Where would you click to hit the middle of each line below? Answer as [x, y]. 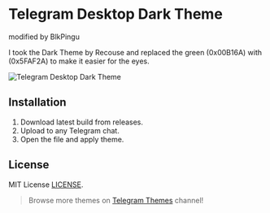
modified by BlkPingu [44, 37]
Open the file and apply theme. [72, 139]
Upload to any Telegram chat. [70, 130]
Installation [37, 102]
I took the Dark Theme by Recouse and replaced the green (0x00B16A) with [135, 52]
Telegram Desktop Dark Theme [116, 14]
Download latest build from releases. [82, 122]
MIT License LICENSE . [46, 185]
